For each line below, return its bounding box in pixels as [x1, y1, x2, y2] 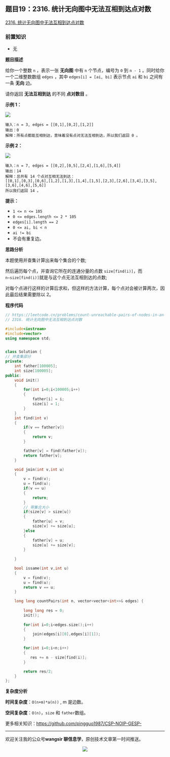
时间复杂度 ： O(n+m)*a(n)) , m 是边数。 [5, 699, 86, 705]
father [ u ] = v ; [32, 519, 65, 524]
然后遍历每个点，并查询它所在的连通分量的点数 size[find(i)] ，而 [5, 268, 143, 274]
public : [5, 373, 22, 378]
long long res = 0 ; [23, 608, 65, 613]
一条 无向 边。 [5, 80, 34, 86]
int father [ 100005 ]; [14, 364, 58, 369]
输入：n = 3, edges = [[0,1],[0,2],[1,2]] [5, 122, 94, 128]
